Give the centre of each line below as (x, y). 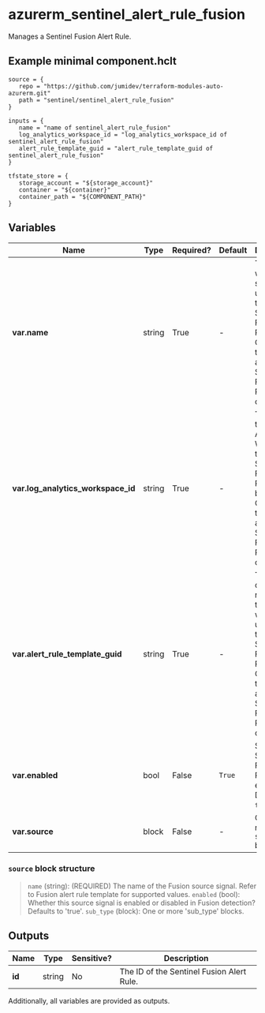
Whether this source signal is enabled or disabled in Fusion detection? (142, 903)
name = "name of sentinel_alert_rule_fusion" (95, 128)
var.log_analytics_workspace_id (74, 488)
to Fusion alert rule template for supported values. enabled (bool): (134, 894)
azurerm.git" (30, 93)
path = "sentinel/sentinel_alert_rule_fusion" (97, 100)
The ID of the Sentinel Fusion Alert (183, 971)
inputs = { (26, 121)
